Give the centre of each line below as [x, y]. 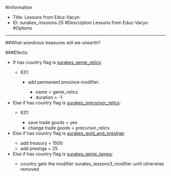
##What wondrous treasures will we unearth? [53, 42]
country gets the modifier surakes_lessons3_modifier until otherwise [92, 164]
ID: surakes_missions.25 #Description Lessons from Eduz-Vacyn [80, 23]
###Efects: [17, 52]
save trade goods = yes [53, 122]
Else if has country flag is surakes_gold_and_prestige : [69, 133]
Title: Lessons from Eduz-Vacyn [46, 17]
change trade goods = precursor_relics [69, 128]
